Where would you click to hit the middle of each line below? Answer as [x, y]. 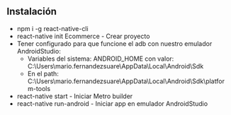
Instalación [32, 12]
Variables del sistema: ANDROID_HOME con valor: [101, 59]
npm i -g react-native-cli [53, 28]
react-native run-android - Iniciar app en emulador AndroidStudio [112, 103]
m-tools [39, 88]
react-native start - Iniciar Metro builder [75, 96]
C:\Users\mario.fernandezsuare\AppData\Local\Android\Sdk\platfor [126, 81]
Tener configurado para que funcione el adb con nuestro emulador [114, 43]
